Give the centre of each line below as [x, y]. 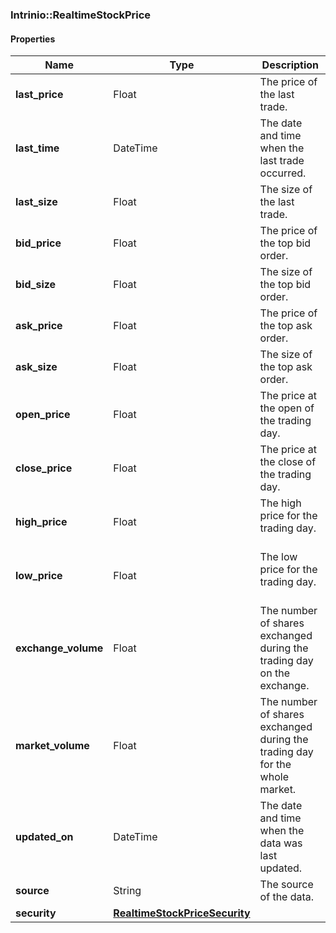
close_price [44, 468]
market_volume [52, 746]
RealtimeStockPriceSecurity [182, 913]
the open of [287, 408]
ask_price [39, 326]
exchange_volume [59, 648]
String [127, 891]
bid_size [36, 285]
